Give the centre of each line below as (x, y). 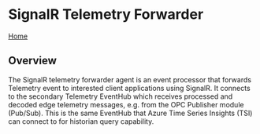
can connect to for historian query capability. (81, 121)
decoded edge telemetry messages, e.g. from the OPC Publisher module (126, 104)
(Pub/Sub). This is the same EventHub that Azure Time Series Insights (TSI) (130, 113)
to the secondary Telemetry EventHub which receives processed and (121, 96)
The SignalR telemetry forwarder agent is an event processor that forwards (130, 79)
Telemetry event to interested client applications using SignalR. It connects (129, 88)
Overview (33, 61)
